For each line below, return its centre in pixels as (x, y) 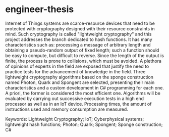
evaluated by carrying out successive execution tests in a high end (75, 98)
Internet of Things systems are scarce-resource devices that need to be (80, 23)
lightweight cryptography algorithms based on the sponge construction (79, 77)
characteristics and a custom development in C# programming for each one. (84, 87)
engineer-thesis (40, 9)
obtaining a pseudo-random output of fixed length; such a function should (82, 50)
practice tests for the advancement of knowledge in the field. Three (75, 71)
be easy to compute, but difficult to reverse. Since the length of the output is (84, 55)
